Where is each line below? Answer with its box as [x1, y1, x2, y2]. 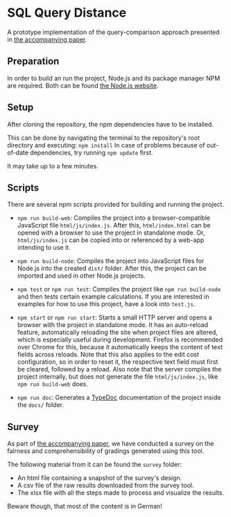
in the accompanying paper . [7, 35, 87, 43]
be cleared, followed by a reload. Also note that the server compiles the [17, 365, 222, 374]
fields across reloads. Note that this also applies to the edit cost [17, 350, 200, 359]
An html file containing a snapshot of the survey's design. [17, 474, 182, 482]
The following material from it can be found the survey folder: [7, 461, 182, 469]
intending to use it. [17, 244, 71, 252]
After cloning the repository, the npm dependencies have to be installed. [7, 120, 214, 128]
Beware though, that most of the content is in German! [7, 502, 163, 511]
